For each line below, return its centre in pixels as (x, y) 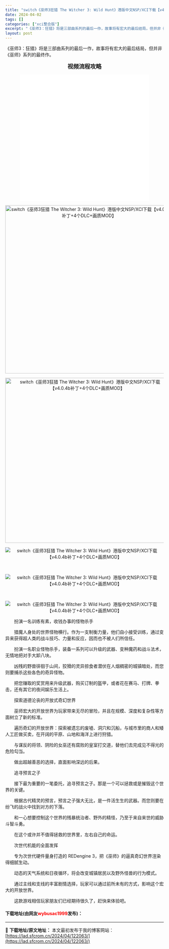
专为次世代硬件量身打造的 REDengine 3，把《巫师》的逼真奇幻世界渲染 (87, 856)
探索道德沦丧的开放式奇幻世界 (45, 700)
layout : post (19, 33)
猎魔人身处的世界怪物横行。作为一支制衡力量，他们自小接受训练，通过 (87, 632)
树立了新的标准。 (27, 717)
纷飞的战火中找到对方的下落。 (36, 807)
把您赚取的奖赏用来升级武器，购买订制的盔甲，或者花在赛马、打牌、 (84, 683)
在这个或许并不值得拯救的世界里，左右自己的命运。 (67, 834)
